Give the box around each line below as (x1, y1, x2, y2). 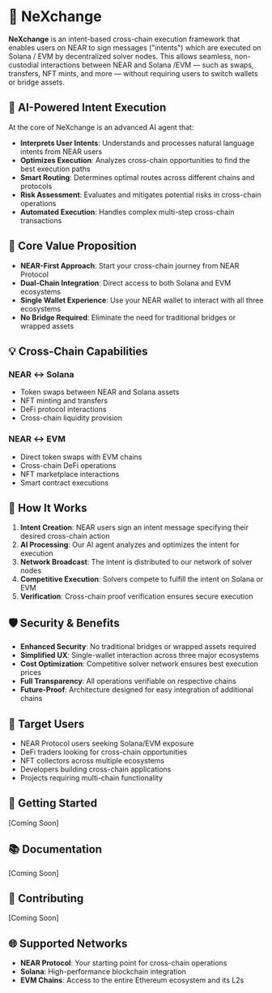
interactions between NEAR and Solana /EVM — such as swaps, (40, 60, 254, 70)
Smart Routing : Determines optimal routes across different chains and (19, 172, 255, 182)
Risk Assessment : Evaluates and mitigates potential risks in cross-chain (19, 190, 261, 200)
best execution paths (19, 164, 91, 174)
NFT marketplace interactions (19, 469, 120, 479)
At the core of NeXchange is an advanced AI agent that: (8, 122, 194, 132)
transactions (19, 215, 62, 226)
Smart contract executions (19, 478, 109, 488)
